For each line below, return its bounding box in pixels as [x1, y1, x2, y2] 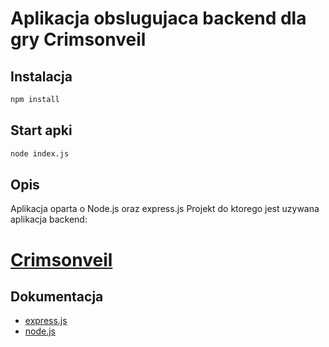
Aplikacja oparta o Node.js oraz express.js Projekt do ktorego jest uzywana [10, 203, 320, 215]
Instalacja [10, 68, 73, 85]
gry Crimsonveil [10, 28, 147, 51]
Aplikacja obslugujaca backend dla [10, 7, 307, 30]
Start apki [10, 122, 73, 139]
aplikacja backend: [10, 213, 88, 226]
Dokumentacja [10, 288, 104, 305]
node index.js [10, 148, 70, 159]
